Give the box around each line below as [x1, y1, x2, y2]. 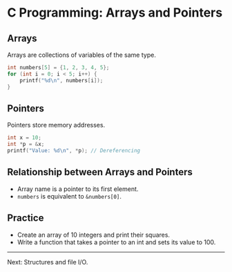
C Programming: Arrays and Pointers [7, 5, 223, 21]
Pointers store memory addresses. [7, 121, 106, 129]
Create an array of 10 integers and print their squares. [17, 230, 171, 239]
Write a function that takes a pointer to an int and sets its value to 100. [17, 237, 216, 246]
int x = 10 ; [7, 134, 41, 141]
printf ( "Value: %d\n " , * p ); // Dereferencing [7, 147, 140, 154]
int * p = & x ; [7, 140, 45, 148]
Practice [7, 212, 44, 224]
